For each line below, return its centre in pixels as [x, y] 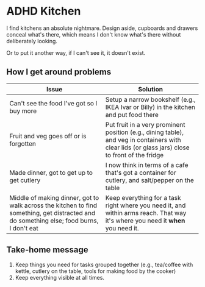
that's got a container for [141, 172]
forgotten [23, 143]
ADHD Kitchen [44, 11]
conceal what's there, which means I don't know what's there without [94, 34]
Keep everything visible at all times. [60, 277]
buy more [23, 111]
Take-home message [47, 250]
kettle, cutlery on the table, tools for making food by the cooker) [95, 271]
